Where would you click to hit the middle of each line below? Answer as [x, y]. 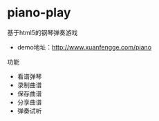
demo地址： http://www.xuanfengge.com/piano [84, 47]
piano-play [39, 13]
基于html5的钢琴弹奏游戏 [43, 32]
